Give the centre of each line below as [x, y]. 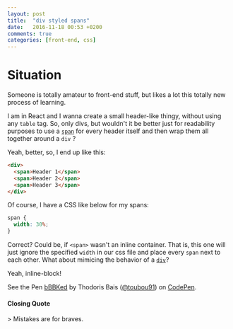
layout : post [26, 14]
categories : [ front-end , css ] [52, 40]
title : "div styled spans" [49, 21]
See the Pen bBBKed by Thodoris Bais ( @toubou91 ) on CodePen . [102, 287]
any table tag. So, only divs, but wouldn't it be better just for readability [111, 124]
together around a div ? [42, 139]
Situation [35, 75]
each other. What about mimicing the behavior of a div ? [88, 260]
